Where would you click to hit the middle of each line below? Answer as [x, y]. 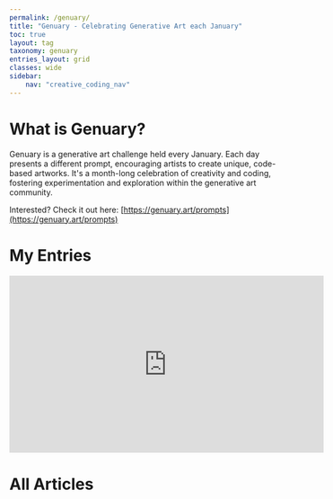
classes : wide [36, 68]
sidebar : [26, 76]
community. [31, 192]
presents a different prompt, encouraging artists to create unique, [131, 164]
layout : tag [31, 43]
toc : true [28, 34]
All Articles [52, 484]
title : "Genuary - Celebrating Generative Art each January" [126, 26]
